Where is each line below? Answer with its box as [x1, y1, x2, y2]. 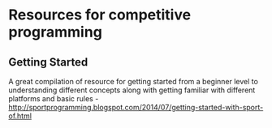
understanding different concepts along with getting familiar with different [8, 85, 256, 95]
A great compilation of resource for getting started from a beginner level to [8, 77, 258, 86]
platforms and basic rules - [8, 94, 99, 103]
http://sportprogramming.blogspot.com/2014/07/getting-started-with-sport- [8, 103, 264, 112]
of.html [8, 111, 32, 121]
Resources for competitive [8, 6, 192, 24]
